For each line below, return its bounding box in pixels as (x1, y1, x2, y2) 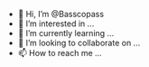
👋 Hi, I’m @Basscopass (17, 9, 105, 19)
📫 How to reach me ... (17, 48, 102, 58)
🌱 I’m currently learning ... (17, 28, 115, 38)
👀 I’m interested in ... (17, 18, 95, 29)
